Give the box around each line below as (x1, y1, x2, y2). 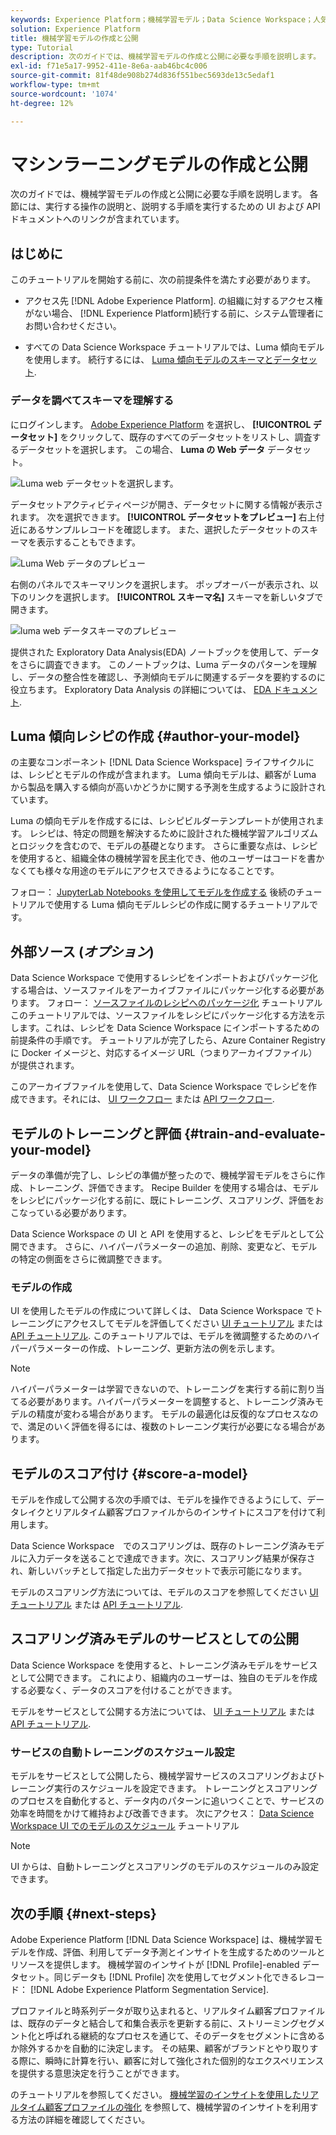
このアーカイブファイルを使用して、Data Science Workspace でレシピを (10, 1081, 309, 1093)
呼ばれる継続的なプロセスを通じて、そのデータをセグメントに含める (44, 2030, 326, 2042)
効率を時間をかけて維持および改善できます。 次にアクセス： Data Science (10, 1807, 315, 1820)
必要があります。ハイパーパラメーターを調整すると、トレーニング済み (27, 1396, 315, 1408)
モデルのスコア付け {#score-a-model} (10, 1465, 249, 1482)
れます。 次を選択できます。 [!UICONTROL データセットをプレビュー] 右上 (10, 511, 317, 523)
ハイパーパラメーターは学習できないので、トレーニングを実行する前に (10, 1383, 299, 1395)
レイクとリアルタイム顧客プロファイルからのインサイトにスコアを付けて (18, 1506, 317, 1518)
